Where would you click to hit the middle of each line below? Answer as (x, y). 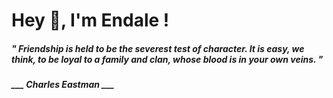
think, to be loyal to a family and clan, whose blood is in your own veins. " (167, 59)
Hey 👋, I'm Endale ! (90, 20)
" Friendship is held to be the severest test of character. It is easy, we (158, 48)
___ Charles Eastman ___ (63, 85)
